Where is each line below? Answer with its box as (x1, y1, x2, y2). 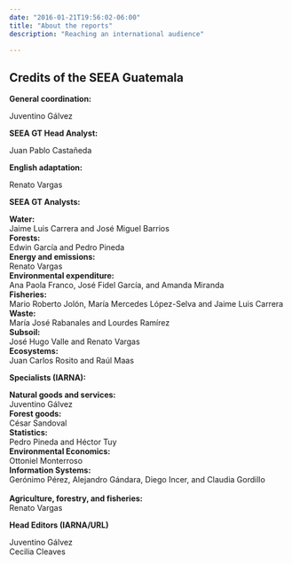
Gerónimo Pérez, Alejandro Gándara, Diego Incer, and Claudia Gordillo (9, 474, 266, 485)
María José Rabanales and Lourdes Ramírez (9, 317, 170, 328)
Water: (9, 214, 36, 224)
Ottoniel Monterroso (9, 456, 83, 466)
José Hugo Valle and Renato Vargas (9, 336, 140, 347)
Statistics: (9, 427, 48, 438)
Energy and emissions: (9, 252, 96, 262)
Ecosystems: (9, 346, 59, 356)
